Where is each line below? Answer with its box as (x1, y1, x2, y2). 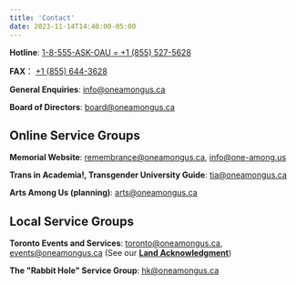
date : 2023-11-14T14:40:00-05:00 (9, 22, 137, 31)
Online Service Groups (9, 127, 141, 143)
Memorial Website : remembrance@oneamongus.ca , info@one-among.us (9, 152, 287, 163)
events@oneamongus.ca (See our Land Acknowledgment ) (9, 248, 232, 259)
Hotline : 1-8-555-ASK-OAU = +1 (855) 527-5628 (9, 46, 191, 57)
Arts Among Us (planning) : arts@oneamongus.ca (9, 188, 198, 198)
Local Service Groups (9, 213, 135, 229)
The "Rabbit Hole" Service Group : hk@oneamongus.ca (9, 265, 219, 276)
